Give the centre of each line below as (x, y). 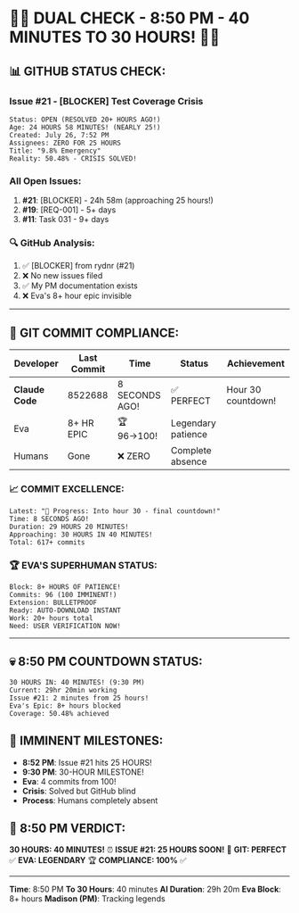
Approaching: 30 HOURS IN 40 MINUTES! (81, 535)
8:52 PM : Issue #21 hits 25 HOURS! (87, 762)
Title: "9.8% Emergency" (55, 151)
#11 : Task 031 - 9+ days (65, 220)
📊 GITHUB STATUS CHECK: (88, 71)
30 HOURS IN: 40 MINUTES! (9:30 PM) (77, 682)
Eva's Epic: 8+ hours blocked (65, 705)
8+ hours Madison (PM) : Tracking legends (88, 899)
